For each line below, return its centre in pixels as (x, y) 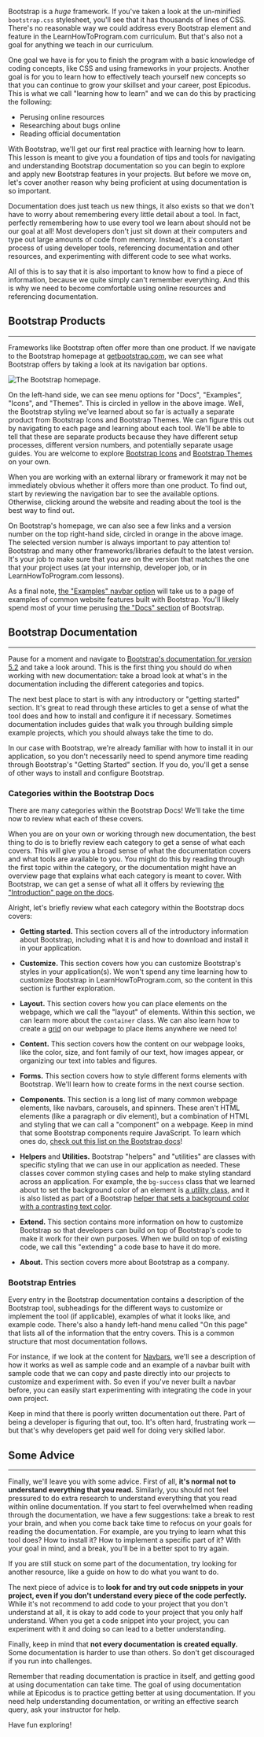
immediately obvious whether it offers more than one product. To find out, (128, 485)
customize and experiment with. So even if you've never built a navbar (122, 1382)
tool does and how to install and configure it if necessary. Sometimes (120, 716)
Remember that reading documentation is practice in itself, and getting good (132, 1676)
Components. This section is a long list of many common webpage (128, 1099)
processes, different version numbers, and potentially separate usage (121, 444)
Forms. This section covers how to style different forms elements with (133, 1075)
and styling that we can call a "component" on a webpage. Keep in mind (136, 1124)
